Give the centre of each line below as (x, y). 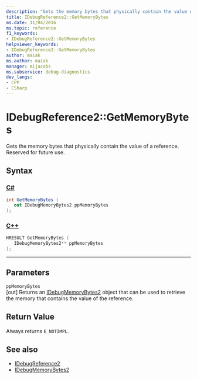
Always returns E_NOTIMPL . (38, 331)
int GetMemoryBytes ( (33, 200)
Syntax (19, 171)
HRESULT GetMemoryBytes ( (38, 238)
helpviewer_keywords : (33, 45)
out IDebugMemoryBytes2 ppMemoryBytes (61, 205)
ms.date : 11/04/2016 (31, 22)
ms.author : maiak (27, 61)
